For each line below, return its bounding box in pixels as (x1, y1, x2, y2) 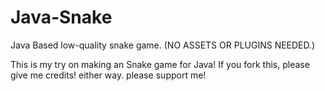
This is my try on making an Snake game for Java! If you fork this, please (10, 58, 310, 70)
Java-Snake (10, 6, 113, 29)
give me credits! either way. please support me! (10, 69, 207, 81)
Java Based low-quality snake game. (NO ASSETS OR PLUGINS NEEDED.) (10, 39, 316, 51)
